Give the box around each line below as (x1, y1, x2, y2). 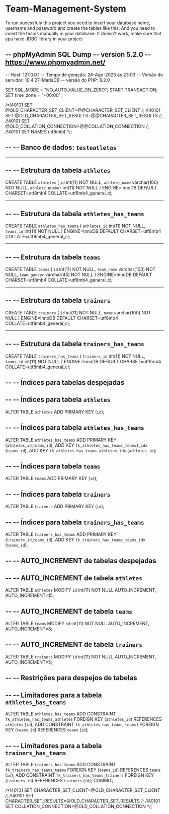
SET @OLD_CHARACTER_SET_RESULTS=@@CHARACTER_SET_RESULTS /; (5, 112, 162, 118)
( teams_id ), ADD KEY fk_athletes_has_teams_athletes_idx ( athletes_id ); (5, 447, 157, 453)
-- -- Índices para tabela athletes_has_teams (5, 424, 144, 432)
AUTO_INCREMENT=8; (5, 626, 53, 632)
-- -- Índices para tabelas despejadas (5, 378, 125, 387)
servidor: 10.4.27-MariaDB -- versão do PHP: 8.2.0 (5, 77, 110, 83)
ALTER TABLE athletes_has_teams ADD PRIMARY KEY (5, 437, 117, 443)
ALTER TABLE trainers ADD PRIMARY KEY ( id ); (5, 503, 105, 509)
